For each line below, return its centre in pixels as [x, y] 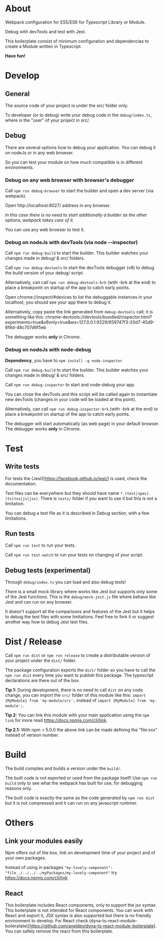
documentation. [21, 483]
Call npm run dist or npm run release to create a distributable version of [78, 656]
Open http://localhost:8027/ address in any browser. [58, 205]
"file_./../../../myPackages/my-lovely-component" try [61, 873]
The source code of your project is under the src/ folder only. [67, 105]
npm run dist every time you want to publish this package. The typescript [79, 675]
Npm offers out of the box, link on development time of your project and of [80, 853]
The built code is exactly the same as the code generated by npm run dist [80, 798]
